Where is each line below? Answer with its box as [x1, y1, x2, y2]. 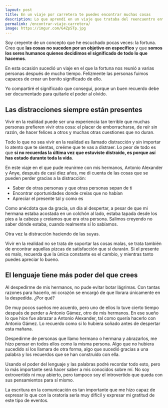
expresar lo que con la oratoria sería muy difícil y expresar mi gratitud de [5, 392, 155, 398]
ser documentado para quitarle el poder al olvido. [5, 91, 107, 97]
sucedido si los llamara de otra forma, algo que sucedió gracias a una [5, 346, 148, 352]
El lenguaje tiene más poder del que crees [5, 271, 138, 279]
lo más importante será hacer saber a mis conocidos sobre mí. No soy [5, 366, 149, 372]
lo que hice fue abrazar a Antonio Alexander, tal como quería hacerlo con [5, 315, 156, 321]
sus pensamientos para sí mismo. [5, 377, 74, 383]
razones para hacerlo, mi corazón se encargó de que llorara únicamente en [5, 289, 160, 295]
